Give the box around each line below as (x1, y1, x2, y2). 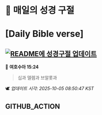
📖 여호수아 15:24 (5, 64, 39, 70)
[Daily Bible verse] (5, 28, 84, 40)
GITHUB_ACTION (5, 102, 61, 110)
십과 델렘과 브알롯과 (17, 74, 57, 81)
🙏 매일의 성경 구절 (5, 5, 75, 16)
